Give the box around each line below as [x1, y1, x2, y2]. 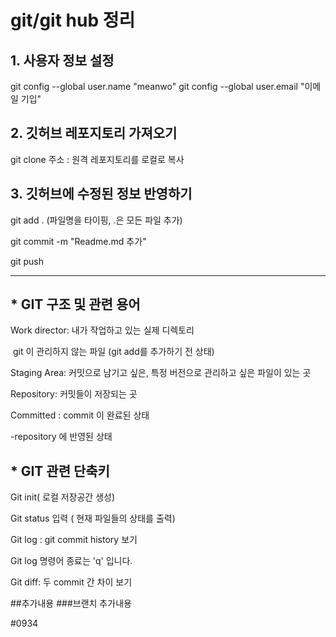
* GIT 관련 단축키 [10, 462, 110, 480]
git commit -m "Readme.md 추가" [10, 235, 147, 247]
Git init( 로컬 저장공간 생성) [10, 491, 116, 503]
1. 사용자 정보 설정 [10, 52, 115, 69]
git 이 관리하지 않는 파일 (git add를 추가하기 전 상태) [12, 346, 215, 358]
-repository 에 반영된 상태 [10, 431, 113, 443]
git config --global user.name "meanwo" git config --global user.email [10, 81, 298, 92]
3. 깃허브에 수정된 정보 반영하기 [10, 186, 193, 203]
